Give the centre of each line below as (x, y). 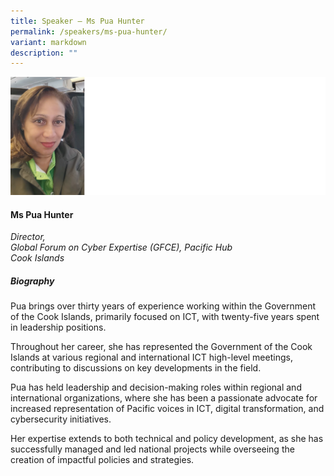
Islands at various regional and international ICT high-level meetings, (151, 357)
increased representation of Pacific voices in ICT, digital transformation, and (167, 409)
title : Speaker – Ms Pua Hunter (77, 21)
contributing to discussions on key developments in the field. (136, 368)
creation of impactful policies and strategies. (102, 460)
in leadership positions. (58, 327)
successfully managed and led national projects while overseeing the (152, 449)
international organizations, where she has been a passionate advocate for (164, 398)
